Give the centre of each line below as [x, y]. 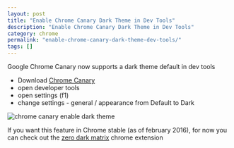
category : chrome [33, 33]
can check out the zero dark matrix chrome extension [86, 137]
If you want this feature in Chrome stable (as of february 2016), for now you [117, 130]
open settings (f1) [43, 95]
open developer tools [48, 88]
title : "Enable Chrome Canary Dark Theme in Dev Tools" [91, 20]
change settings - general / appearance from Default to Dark [106, 103]
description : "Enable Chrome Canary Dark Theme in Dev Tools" [101, 27]
